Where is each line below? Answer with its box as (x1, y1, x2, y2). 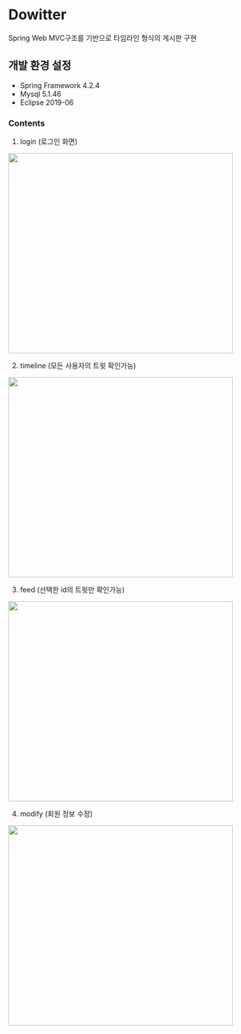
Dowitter (8, 6, 67, 24)
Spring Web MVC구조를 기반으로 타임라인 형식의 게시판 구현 (8, 33, 197, 42)
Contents (8, 118, 45, 129)
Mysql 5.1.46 (19, 89, 61, 98)
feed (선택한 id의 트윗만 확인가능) (19, 585, 125, 595)
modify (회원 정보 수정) (19, 809, 93, 819)
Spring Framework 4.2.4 (19, 80, 101, 90)
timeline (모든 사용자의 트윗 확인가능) (19, 361, 136, 371)
